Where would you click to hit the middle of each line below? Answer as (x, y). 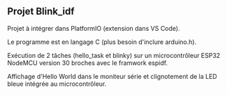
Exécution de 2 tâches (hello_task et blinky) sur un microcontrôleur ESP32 (114, 55)
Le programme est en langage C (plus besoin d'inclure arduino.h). (102, 42)
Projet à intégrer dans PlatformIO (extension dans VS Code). (94, 28)
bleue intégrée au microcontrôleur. (57, 84)
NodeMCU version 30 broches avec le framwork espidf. (88, 63)
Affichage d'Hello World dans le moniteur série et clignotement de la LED (112, 76)
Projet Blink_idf (41, 12)
